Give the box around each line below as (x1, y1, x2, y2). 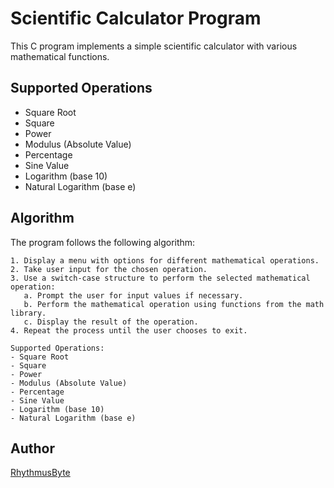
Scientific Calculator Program (10, 7, 262, 30)
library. (10, 308, 47, 318)
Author (10, 440, 55, 457)
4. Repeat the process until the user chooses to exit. (10, 325, 248, 336)
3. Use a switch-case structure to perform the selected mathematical (10, 273, 311, 283)
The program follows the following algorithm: (10, 236, 196, 248)
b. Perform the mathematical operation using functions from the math (23, 299, 325, 309)
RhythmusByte (10, 467, 71, 479)
